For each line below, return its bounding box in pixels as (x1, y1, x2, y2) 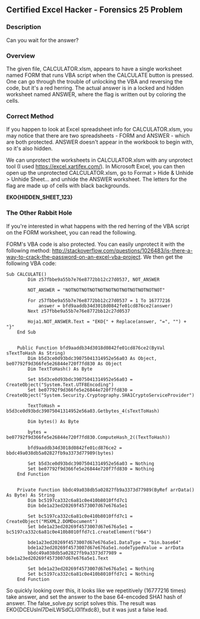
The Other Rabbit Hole (6, 209, 73, 217)
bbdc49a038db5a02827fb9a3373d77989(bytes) (6, 450, 114, 456)
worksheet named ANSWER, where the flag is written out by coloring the (6, 90, 186, 98)
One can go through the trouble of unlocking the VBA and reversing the (6, 78, 183, 85)
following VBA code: (6, 260, 57, 267)
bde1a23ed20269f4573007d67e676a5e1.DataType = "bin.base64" (28, 539, 181, 546)
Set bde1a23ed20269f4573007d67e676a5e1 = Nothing (28, 566, 154, 572)
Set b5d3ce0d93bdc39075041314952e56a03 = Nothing (28, 460, 154, 466)
